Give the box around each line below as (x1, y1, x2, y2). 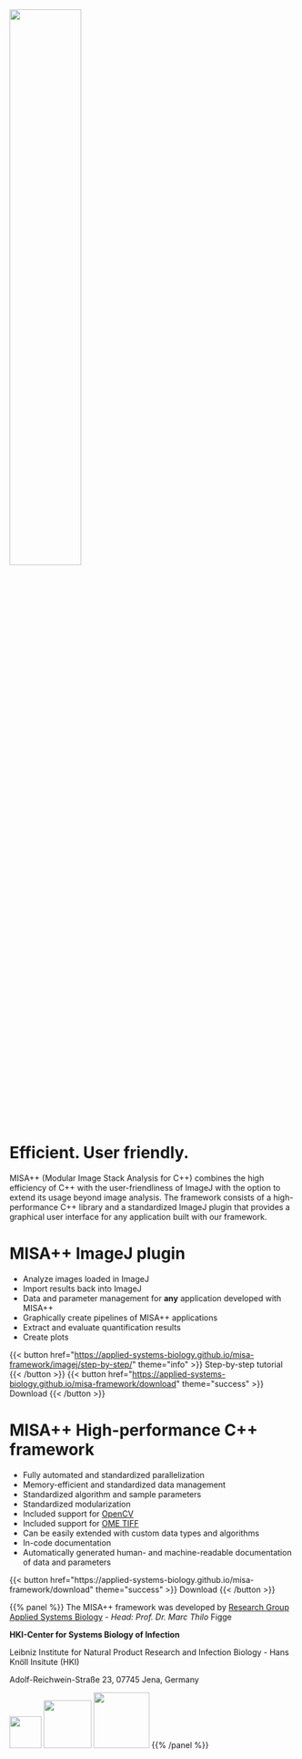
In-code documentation (22, 1537, 112, 1548)
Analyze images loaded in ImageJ (22, 1273, 150, 1284)
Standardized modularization (22, 1498, 131, 1509)
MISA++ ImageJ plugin (9, 1244, 186, 1264)
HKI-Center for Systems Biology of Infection (9, 1629, 180, 1640)
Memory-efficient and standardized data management (22, 1479, 226, 1490)
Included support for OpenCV (22, 1508, 134, 1519)
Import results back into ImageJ (22, 1283, 143, 1294)
